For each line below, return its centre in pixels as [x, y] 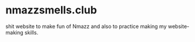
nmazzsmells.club [51, 10]
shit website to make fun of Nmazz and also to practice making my [86, 26]
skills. [31, 32]
